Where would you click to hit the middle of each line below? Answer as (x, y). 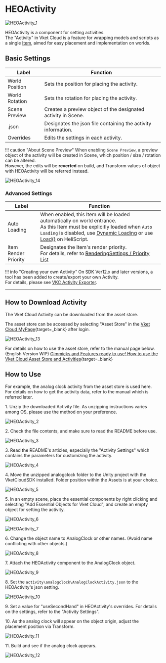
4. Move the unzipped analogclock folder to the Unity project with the (76, 474)
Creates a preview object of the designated (94, 109)
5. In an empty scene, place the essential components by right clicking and (81, 499)
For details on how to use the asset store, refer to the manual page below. (80, 348)
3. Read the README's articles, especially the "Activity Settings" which (77, 450)
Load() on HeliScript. (64, 239)
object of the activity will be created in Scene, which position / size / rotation (83, 155)
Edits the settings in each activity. (83, 138)
